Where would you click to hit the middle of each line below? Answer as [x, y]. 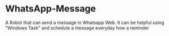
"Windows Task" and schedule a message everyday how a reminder [77, 27]
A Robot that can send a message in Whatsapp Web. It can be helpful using [85, 22]
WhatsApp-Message [51, 9]
